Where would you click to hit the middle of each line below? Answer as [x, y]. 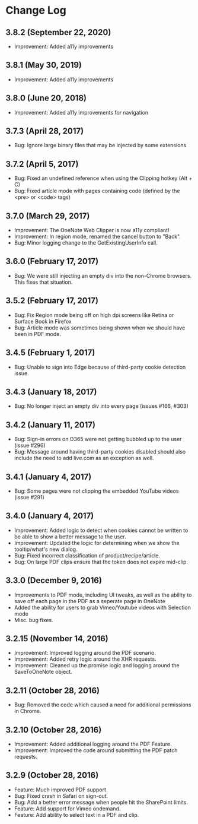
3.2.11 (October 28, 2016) [53, 690]
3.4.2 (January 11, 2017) [51, 425]
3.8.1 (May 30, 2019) [44, 65]
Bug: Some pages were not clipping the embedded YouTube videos [96, 491]
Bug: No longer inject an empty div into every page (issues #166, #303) [101, 406]
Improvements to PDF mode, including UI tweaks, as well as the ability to [103, 595]
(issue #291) [29, 497]
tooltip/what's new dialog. [46, 549]
